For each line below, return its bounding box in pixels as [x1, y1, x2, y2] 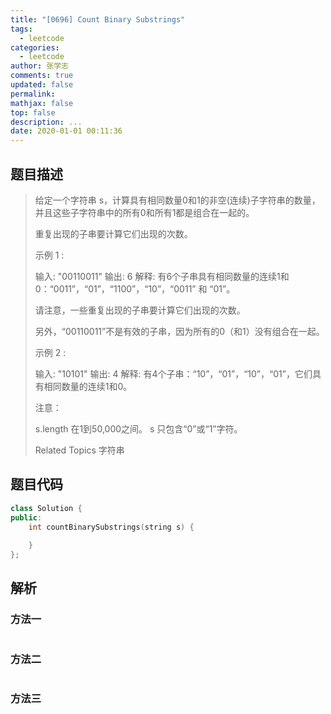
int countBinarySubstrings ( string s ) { [28, 522, 195, 532]
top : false [10, 107, 56, 118]
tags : [10, 24, 33, 34]
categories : [10, 42, 60, 53]
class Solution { [10, 503, 83, 513]
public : [10, 512, 43, 523]
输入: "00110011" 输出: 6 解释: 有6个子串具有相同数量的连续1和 [34, 270, 290, 282]
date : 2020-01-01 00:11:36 [10, 126, 123, 136]
